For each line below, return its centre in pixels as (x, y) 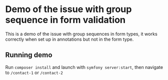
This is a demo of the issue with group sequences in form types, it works (81, 34)
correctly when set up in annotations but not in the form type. (70, 39)
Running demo (29, 55)
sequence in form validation (65, 20)
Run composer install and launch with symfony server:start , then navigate (84, 67)
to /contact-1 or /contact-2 (34, 72)
